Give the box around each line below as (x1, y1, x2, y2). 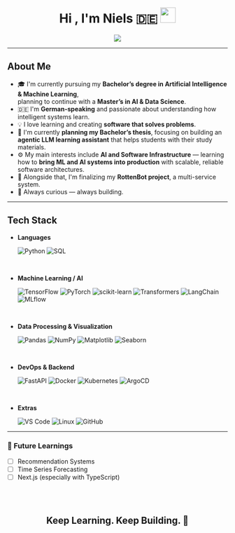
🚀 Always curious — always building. (17, 187, 124, 196)
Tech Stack (7, 215, 57, 227)
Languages (17, 233, 51, 241)
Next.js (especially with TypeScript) (17, 473, 120, 481)
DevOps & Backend (17, 363, 75, 371)
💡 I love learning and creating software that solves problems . (17, 120, 197, 128)
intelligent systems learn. (17, 112, 90, 121)
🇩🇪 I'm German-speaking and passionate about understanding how (17, 104, 217, 113)
